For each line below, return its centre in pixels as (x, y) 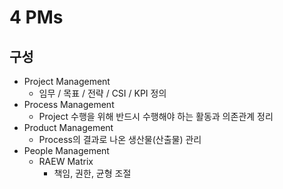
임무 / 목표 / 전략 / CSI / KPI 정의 (102, 93)
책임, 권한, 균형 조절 (92, 173)
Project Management (67, 81)
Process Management (69, 104)
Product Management (68, 127)
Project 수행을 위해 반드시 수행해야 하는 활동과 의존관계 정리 (156, 116)
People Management (66, 150)
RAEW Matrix (66, 161)
